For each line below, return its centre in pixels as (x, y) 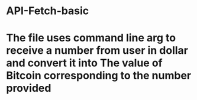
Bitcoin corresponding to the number (98, 76)
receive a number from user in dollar (97, 51)
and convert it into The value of (84, 63)
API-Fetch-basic (48, 11)
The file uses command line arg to (91, 38)
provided (29, 88)
